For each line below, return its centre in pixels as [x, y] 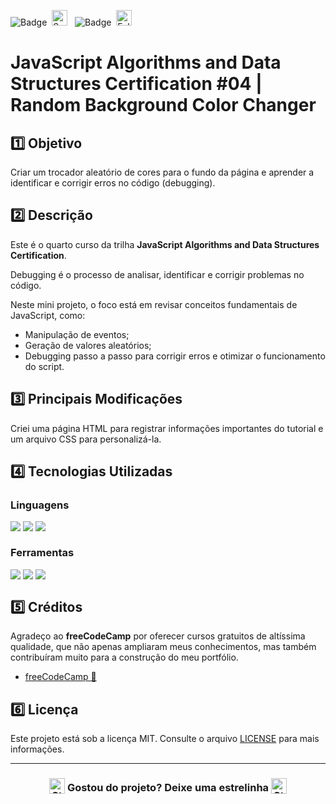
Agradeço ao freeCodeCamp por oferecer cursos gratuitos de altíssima [158, 636]
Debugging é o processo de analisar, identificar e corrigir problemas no [157, 274]
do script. [44, 366]
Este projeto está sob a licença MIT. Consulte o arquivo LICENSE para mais [165, 739]
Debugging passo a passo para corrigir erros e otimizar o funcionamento [175, 356]
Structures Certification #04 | [136, 84]
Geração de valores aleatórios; [88, 345]
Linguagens [40, 505]
